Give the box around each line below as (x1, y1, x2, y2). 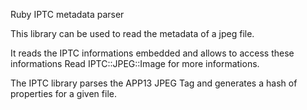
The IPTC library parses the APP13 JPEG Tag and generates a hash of (10, 77, 298, 89)
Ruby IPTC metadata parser (10, 9, 125, 20)
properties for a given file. (10, 88, 117, 99)
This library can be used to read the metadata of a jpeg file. (10, 28, 255, 39)
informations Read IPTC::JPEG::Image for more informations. (10, 58, 260, 69)
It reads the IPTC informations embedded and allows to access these (10, 47, 295, 59)
